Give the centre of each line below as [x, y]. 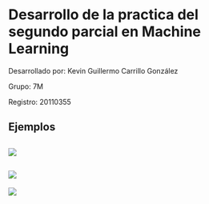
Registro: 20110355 [40, 102]
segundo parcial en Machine [105, 32]
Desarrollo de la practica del [103, 15]
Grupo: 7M [26, 86]
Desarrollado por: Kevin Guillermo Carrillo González [93, 70]
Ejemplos [32, 127]
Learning [39, 49]
